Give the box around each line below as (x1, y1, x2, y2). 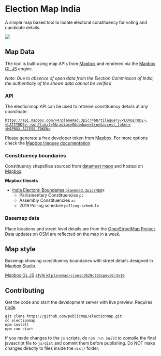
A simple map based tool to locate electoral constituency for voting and (5, 19, 147, 25)
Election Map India (5, 3, 81, 15)
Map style (5, 245, 36, 253)
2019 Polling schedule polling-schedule (19, 203, 99, 209)
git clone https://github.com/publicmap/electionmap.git (5, 314, 122, 319)
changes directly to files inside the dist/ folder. (5, 345, 100, 351)
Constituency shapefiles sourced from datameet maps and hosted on (5, 163, 143, 169)
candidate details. (5, 24, 41, 30)
